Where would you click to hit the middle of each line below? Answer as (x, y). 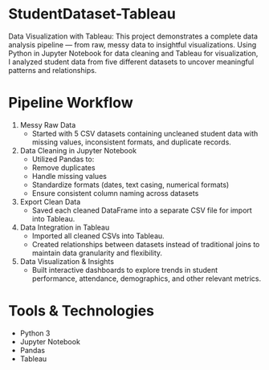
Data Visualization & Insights (67, 261)
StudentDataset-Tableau (92, 14)
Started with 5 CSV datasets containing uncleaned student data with (145, 133)
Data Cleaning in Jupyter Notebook (78, 150)
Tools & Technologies (82, 311)
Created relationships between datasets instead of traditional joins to (146, 244)
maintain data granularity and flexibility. (97, 253)
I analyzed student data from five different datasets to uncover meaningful (131, 62)
